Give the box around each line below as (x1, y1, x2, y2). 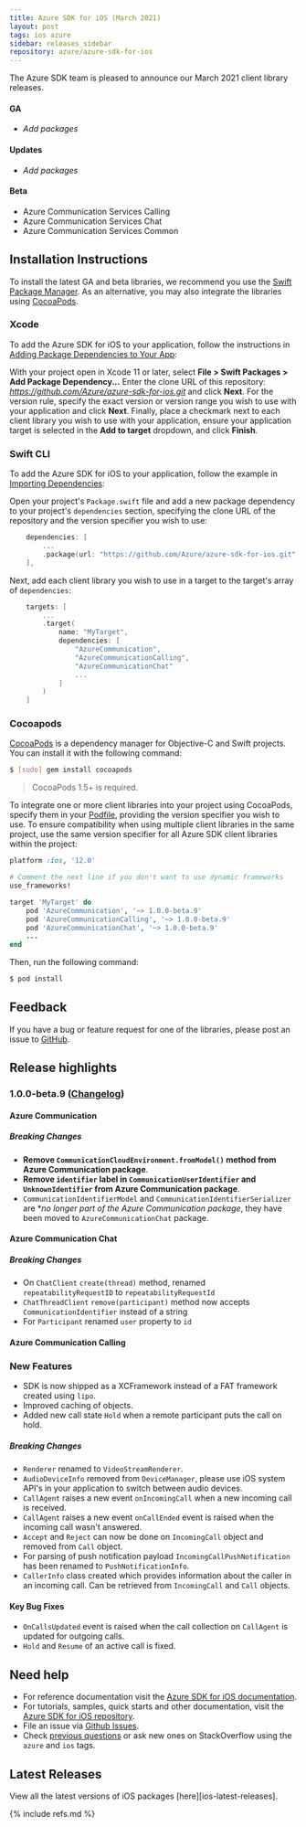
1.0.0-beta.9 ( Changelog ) (9, 1088, 125, 1100)
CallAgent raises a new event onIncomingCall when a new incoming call (22, 1492, 292, 1503)
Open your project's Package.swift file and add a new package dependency (9, 495, 295, 507)
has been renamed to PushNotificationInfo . (22, 1560, 190, 1572)
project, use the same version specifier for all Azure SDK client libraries (9, 829, 279, 840)
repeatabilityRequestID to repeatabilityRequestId (22, 1287, 216, 1298)
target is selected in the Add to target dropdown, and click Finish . (9, 424, 259, 435)
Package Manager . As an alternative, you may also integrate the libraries (9, 285, 282, 297)
